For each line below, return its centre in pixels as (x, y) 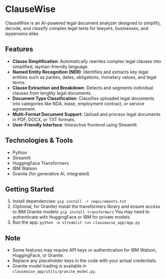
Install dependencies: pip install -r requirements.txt (69, 201)
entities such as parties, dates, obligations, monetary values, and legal (84, 77)
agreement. (24, 109)
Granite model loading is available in (49, 266)
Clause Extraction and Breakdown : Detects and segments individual (83, 88)
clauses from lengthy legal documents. (52, 93)
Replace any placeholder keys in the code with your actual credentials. (85, 261)
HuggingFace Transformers (41, 163)
